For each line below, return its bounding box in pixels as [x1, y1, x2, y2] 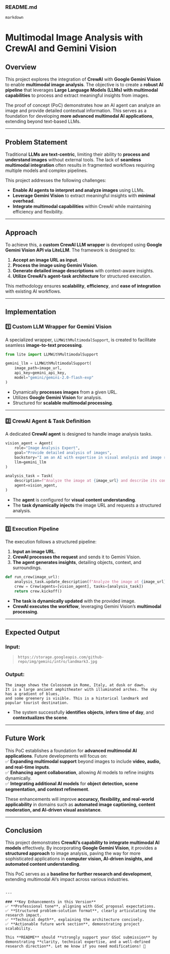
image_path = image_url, [14, 366, 62, 371]
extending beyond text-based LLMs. [5, 118, 81, 125]
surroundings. [12, 564, 42, 571]
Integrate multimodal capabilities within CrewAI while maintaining [12, 203, 151, 209]
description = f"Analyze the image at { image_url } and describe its [14, 478, 157, 483]
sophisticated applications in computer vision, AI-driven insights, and [5, 856, 153, 862]
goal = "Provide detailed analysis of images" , [14, 450, 112, 455]
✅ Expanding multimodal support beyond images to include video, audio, [5, 758, 161, 764]
